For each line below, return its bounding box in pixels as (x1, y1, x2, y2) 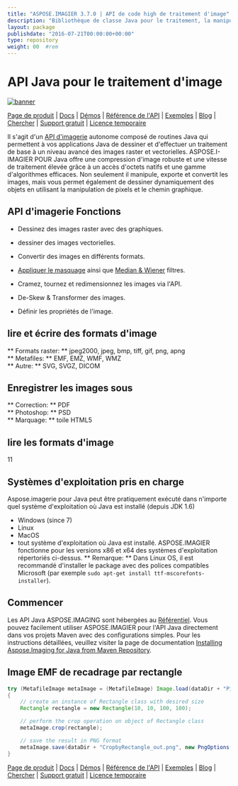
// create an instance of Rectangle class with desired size (20, 698, 204, 706)
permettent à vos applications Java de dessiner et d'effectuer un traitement (7, 140, 228, 148)
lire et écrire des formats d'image (7, 328, 157, 340)
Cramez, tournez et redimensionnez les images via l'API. (17, 279, 182, 288)
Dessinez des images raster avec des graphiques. (17, 224, 164, 233)
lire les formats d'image (7, 436, 115, 448)
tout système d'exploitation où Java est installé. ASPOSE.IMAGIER (17, 538, 210, 547)
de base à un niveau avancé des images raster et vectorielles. (7, 147, 188, 156)
